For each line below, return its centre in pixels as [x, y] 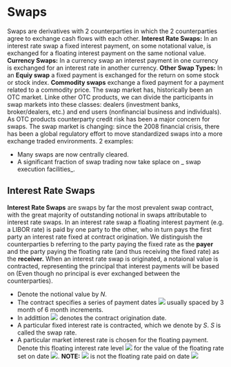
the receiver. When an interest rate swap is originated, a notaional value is [113, 259]
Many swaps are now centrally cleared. [73, 154]
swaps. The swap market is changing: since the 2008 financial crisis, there [113, 126]
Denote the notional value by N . [62, 294]
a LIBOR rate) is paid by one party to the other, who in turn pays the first [109, 229]
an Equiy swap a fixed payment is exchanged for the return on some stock [113, 75]
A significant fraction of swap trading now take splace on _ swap [109, 161]
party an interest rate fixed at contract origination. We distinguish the [105, 237]
